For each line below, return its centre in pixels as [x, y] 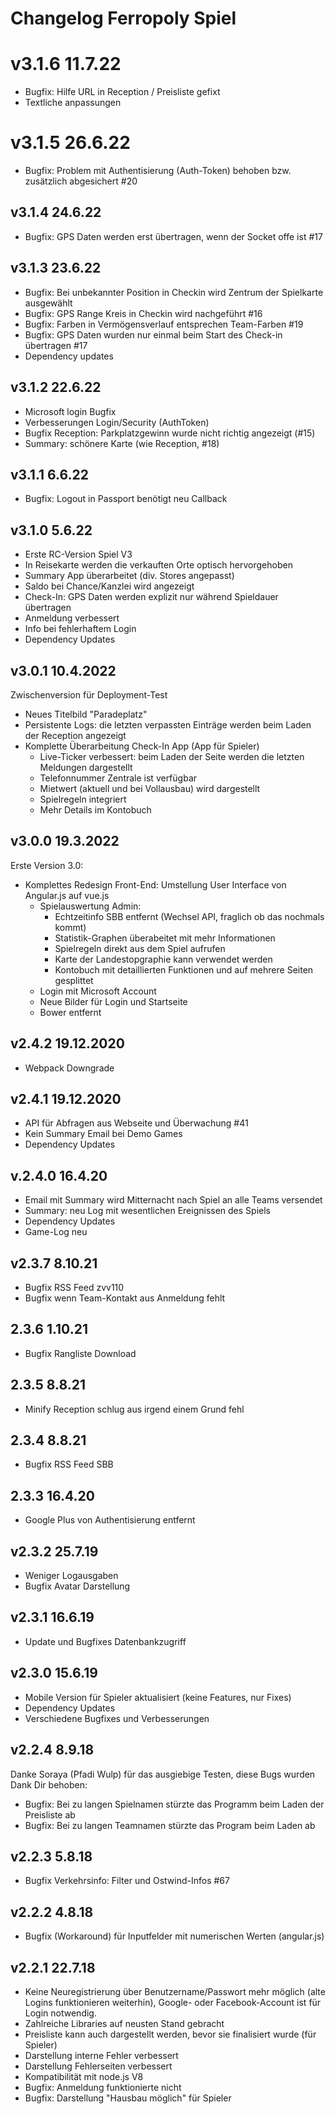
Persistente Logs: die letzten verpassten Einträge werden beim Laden [168, 724]
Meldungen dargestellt [86, 767]
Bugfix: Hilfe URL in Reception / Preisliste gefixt [122, 92]
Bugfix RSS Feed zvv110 [74, 1287]
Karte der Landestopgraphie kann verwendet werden [163, 959]
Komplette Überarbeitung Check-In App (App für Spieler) [142, 746]
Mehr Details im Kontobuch [95, 809]
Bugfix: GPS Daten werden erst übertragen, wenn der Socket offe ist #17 [173, 236]
